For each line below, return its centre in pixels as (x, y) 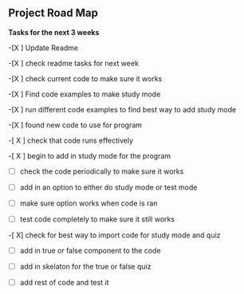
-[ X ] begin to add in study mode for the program (90, 155)
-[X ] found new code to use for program (75, 125)
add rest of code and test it (64, 283)
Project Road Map (53, 13)
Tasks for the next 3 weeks (54, 32)
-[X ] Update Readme (43, 48)
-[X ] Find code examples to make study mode (85, 94)
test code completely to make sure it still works (97, 219)
